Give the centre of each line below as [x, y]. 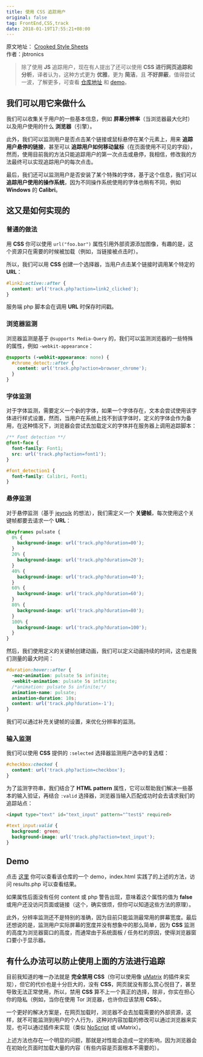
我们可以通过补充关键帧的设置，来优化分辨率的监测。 [72, 722]
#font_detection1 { [31, 470]
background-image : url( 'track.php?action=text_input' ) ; [83, 837]
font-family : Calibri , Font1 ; [50, 476]
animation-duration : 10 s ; [44, 698]
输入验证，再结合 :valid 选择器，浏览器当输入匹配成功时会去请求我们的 [106, 796]
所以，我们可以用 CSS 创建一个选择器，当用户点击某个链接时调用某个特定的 [101, 264]
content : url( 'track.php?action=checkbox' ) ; [69, 770]
